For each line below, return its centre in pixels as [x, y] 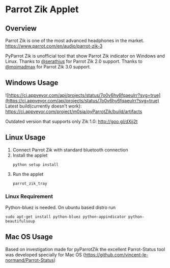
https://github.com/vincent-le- [117, 255]
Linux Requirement [29, 196]
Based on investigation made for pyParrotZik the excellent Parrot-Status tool [85, 249]
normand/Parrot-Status [30, 260]
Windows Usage [32, 83]
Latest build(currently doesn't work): [44, 106]
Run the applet [28, 174]
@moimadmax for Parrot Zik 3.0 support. [48, 67]
